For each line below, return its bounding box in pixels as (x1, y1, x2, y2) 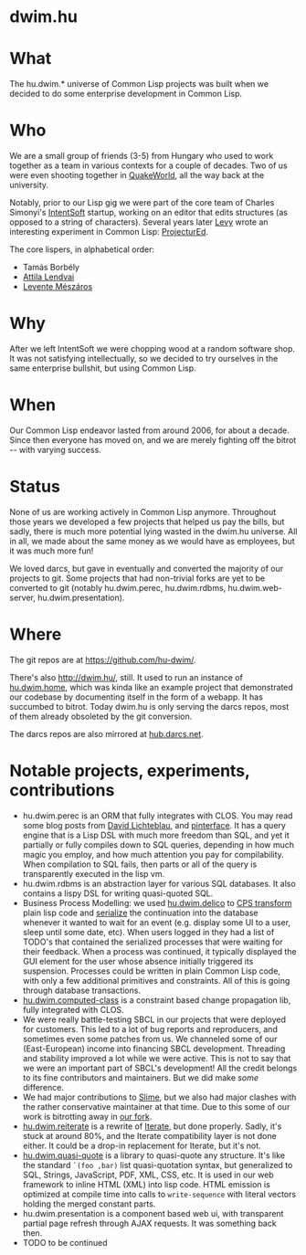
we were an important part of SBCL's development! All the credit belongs (22, 1062, 298, 1073)
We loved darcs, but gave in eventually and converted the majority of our (9, 563, 284, 574)
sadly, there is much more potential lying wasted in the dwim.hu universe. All (9, 525, 298, 536)
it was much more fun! (9, 545, 94, 556)
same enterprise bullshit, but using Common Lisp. (9, 363, 196, 374)
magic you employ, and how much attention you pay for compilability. (22, 849, 285, 860)
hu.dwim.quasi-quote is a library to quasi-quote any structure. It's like (22, 1149, 286, 1161)
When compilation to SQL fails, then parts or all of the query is (22, 859, 258, 870)
